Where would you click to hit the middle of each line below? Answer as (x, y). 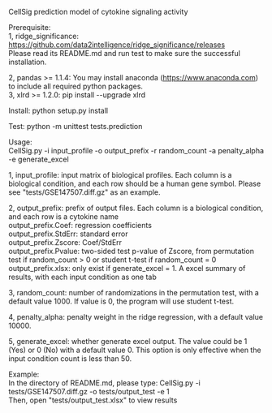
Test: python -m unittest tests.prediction (76, 126)
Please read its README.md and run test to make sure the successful (125, 53)
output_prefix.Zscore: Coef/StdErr (65, 242)
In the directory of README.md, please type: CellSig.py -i (104, 383)
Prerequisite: (30, 27)
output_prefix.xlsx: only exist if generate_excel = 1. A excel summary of (127, 268)
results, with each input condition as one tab (82, 277)
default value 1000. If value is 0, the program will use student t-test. (121, 301)
